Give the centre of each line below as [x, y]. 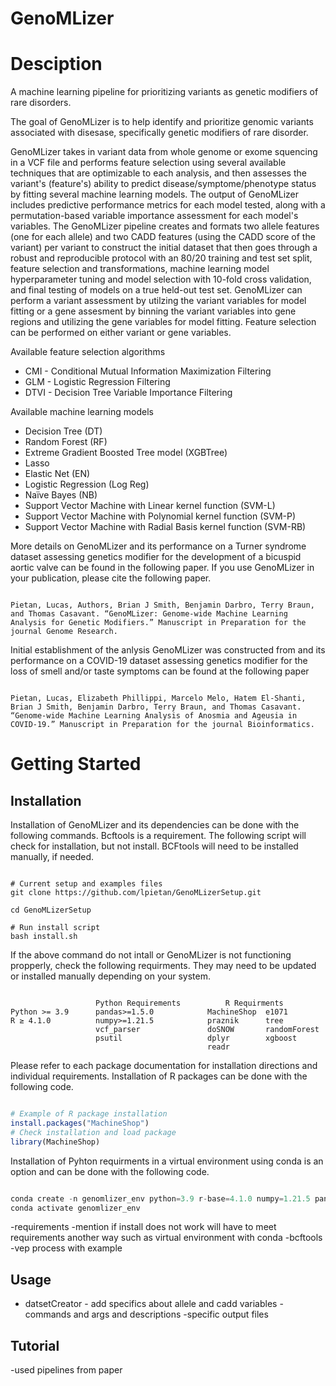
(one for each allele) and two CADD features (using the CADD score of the [163, 237]
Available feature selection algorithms [88, 352]
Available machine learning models [82, 412]
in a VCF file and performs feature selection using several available [148, 163]
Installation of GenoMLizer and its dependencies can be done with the [155, 825]
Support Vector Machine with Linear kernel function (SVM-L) [150, 506]
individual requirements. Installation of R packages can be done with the [159, 1076]
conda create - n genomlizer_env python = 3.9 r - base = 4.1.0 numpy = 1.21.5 [160, 1198]
